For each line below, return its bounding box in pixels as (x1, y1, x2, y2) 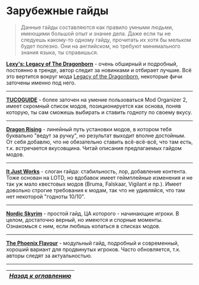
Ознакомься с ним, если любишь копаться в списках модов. (6, 222, 161, 229)
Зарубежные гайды (6, 4, 109, 18)
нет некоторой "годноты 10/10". (6, 193, 86, 200)
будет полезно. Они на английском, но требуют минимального (20, 43, 181, 50)
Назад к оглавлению (9, 271, 72, 280)
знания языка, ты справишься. (20, 48, 99, 56)
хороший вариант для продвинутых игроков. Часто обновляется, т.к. (6, 245, 181, 252)
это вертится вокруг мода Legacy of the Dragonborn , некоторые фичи (6, 73, 182, 80)
